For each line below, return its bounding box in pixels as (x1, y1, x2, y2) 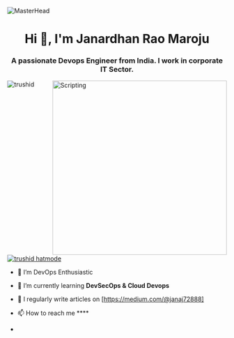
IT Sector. (100, 65, 134, 75)
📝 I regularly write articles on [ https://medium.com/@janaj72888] (17, 295, 204, 303)
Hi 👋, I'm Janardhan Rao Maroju (24, 31, 210, 47)
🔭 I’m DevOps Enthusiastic (17, 268, 93, 277)
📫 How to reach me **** (17, 309, 89, 317)
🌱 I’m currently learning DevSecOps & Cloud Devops (17, 282, 169, 290)
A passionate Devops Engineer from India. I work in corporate (11, 56, 223, 66)
